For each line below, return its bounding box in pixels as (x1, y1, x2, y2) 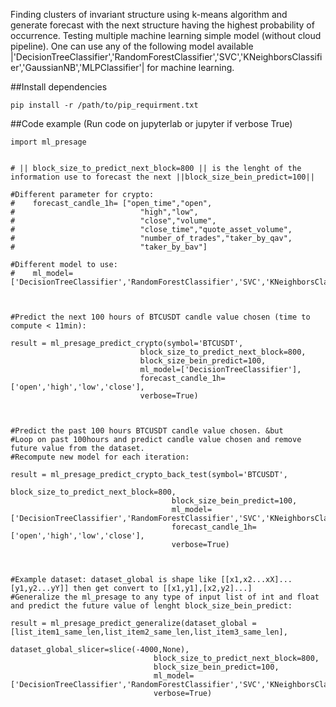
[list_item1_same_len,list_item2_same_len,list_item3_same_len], (10, 627, 288, 637)
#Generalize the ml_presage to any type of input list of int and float (10, 592, 320, 602)
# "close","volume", (10, 216, 217, 226)
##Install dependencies (10, 81, 108, 93)
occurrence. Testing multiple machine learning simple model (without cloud (10, 30, 322, 41)
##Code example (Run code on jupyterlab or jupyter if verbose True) (10, 118, 293, 129)
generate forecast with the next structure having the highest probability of (10, 19, 315, 31)
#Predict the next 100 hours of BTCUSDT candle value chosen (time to (10, 312, 311, 322)
